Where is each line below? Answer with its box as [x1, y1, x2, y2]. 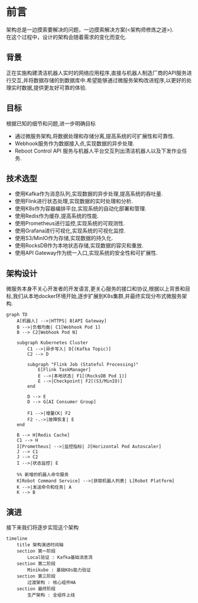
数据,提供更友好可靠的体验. [21, 84, 87, 91]
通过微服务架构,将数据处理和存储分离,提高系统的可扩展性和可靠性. [14, 132, 175, 140]
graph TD [6, 312, 28, 318]
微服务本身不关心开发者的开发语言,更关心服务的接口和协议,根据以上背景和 [6, 285, 186, 293]
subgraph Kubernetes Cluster [17, 340, 89, 346]
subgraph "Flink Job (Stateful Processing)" [27, 362, 139, 368]
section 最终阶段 [17, 586, 56, 592]
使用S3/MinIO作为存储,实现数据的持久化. [14, 235, 113, 242]
